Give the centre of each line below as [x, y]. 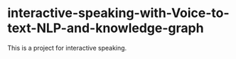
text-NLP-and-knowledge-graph [106, 28]
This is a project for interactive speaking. [67, 48]
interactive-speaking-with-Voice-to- [118, 13]
